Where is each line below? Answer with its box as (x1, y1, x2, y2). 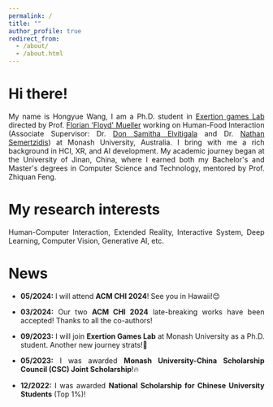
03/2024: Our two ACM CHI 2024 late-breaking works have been (19, 306, 265, 317)
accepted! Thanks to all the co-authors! (19, 315, 153, 325)
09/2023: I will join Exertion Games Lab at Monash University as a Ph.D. (19, 331, 265, 341)
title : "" (8, 19, 42, 28)
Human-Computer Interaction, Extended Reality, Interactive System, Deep (8, 227, 265, 236)
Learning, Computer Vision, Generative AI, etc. (8, 236, 164, 245)
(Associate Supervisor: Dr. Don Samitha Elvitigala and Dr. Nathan (8, 128, 265, 138)
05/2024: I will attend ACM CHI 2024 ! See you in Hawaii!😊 (19, 291, 221, 301)
